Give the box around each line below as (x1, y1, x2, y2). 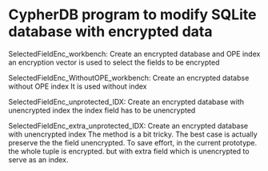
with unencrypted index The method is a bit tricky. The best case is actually (8, 129, 258, 139)
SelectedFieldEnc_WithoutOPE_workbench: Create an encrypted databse (8, 73, 250, 82)
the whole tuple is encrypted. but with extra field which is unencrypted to (8, 146, 250, 156)
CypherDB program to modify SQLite (8, 6, 257, 24)
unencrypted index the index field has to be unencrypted (8, 105, 196, 115)
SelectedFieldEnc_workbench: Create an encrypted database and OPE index (8, 49, 261, 58)
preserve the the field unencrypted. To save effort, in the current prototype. (8, 137, 258, 147)
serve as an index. (8, 154, 69, 165)
